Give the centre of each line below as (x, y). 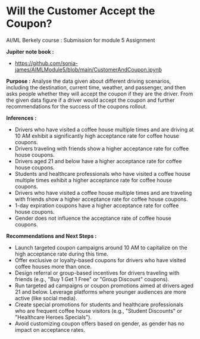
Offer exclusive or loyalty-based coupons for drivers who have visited (100, 260)
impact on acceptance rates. (50, 329)
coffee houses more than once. (53, 266)
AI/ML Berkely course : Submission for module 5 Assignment (81, 40)
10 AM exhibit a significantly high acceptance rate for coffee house (97, 136)
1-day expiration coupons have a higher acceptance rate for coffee (97, 205)
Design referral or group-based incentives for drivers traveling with (97, 273)
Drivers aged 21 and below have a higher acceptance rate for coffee (98, 161)
